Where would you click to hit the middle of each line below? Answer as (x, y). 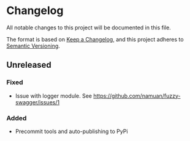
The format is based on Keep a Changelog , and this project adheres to (95, 39)
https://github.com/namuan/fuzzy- (137, 96)
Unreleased (29, 65)
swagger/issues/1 (37, 102)
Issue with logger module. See (54, 96)
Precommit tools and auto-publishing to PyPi (71, 131)
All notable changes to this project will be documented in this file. (89, 27)
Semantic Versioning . (33, 46)
